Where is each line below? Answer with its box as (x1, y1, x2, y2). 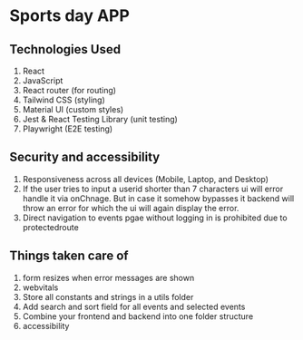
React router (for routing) (22, 85, 116, 95)
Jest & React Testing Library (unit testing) (22, 114, 179, 124)
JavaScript (22, 75, 64, 86)
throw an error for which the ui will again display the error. (22, 202, 239, 213)
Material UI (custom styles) (22, 104, 124, 114)
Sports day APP (9, 5, 130, 26)
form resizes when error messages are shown (22, 272, 195, 283)
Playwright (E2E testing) (22, 123, 113, 134)
